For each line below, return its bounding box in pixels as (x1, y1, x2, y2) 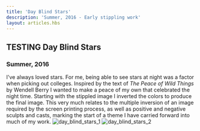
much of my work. (6, 118, 51, 126)
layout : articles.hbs (6, 20, 61, 26)
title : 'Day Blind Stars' (6, 8, 71, 15)
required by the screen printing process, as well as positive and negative (6, 105, 186, 112)
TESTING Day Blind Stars (6, 42, 102, 52)
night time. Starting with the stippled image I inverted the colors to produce (6, 93, 192, 100)
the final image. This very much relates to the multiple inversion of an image (6, 99, 194, 106)
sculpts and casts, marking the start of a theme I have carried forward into (6, 112, 190, 119)
